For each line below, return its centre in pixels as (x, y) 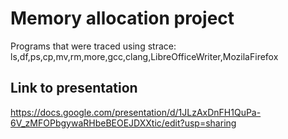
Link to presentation (74, 88)
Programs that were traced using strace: (93, 46)
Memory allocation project (122, 18)
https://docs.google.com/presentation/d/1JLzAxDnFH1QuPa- (136, 112)
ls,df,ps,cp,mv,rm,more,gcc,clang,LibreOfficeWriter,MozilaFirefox (144, 56)
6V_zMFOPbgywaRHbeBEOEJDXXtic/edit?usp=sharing (123, 123)
